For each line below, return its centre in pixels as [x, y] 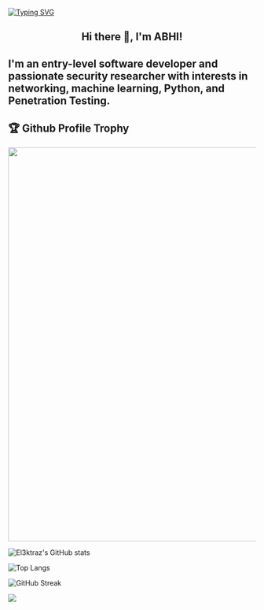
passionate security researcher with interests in [128, 76]
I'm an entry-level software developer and [113, 63]
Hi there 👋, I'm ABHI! [132, 37]
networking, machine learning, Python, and [117, 88]
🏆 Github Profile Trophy [69, 129]
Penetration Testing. [59, 100]
